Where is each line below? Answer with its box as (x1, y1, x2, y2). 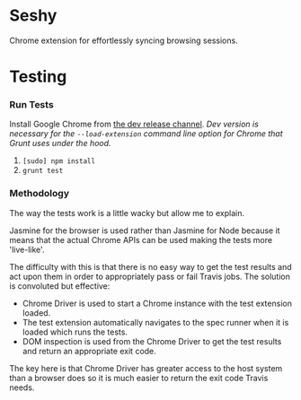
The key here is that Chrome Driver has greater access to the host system (9, 362, 283, 373)
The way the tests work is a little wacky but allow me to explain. (9, 207, 245, 218)
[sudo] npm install (22, 157, 96, 166)
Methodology (9, 187, 70, 200)
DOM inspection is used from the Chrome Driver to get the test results (22, 335, 282, 346)
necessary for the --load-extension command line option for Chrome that (9, 128, 283, 139)
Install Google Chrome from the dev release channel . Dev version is (9, 118, 259, 130)
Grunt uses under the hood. (9, 138, 111, 149)
